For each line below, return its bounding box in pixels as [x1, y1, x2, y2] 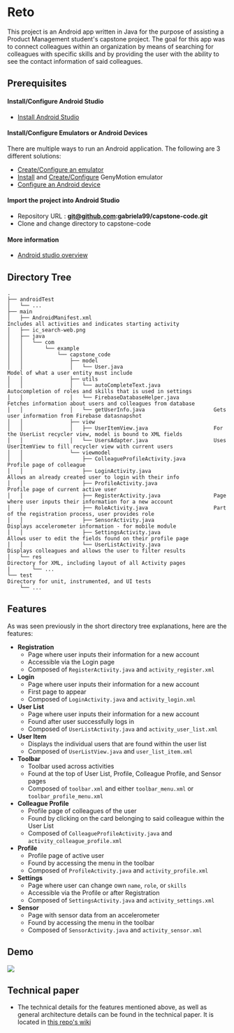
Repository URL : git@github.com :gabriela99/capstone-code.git [17, 212, 208, 220]
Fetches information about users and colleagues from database [7, 400, 196, 407]
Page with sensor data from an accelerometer [27, 910, 160, 919]
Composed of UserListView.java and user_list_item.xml [27, 747, 193, 755]
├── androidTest [7, 296, 54, 303]
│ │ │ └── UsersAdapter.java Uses [7, 437, 227, 444]
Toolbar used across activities [27, 762, 115, 770]
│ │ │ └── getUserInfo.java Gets [7, 406, 227, 413]
